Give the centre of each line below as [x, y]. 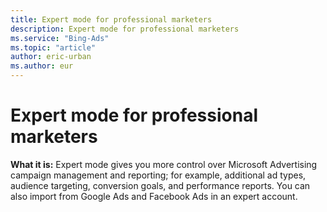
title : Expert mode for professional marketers [111, 19]
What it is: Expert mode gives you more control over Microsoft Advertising [164, 164]
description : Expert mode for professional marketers [125, 29]
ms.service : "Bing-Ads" [60, 38]
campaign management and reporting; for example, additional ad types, [158, 175]
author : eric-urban [51, 57]
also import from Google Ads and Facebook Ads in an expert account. [154, 196]
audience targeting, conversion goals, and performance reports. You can [160, 185]
